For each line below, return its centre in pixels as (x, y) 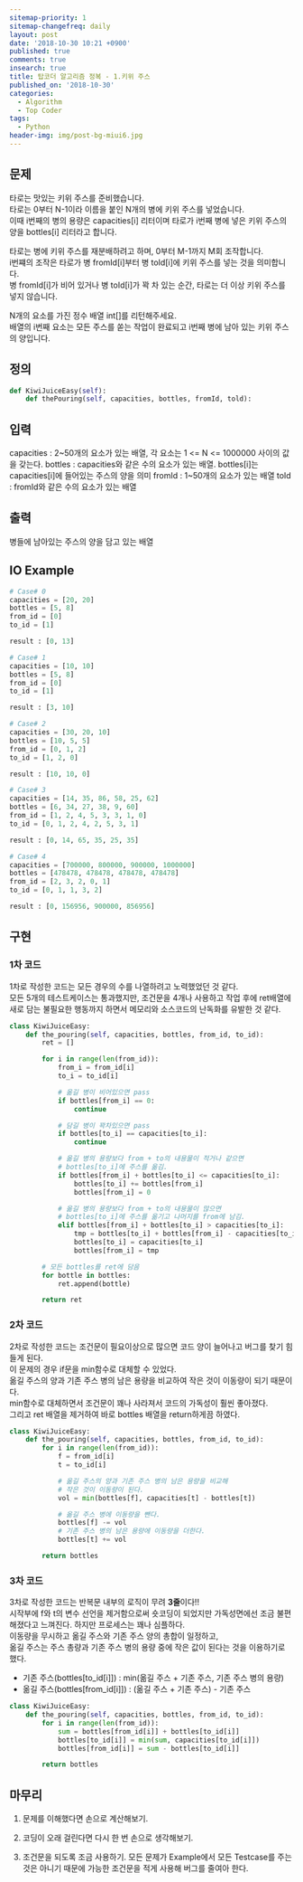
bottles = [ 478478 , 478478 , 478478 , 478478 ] (94, 874)
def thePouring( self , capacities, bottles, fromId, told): (139, 399)
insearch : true (38, 69)
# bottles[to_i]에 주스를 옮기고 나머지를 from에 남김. (151, 1217)
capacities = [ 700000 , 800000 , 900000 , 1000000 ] (102, 865)
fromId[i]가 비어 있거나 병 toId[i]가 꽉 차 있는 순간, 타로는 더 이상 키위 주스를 (152, 285)
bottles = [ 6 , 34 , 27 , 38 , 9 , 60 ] (74, 807)
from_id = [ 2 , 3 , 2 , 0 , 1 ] (60, 882)
